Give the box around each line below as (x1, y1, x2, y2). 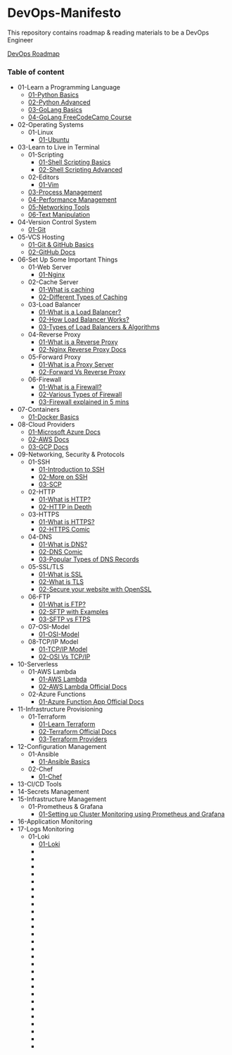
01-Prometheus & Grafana (27, 803, 103, 811)
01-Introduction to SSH (38, 465, 105, 474)
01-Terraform (27, 712, 67, 721)
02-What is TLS (38, 578, 84, 586)
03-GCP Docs (27, 443, 69, 451)
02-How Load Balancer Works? (38, 315, 130, 324)
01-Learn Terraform (38, 720, 96, 728)
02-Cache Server (27, 278, 79, 286)
